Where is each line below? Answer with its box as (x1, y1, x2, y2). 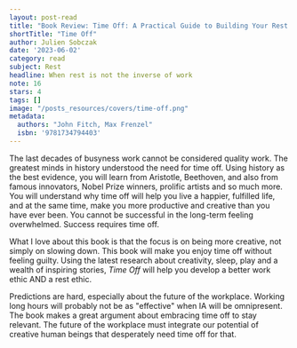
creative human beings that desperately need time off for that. (9, 328, 237, 339)
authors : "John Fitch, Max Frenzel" (17, 121, 153, 130)
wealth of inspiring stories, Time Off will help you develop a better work (9, 264, 271, 275)
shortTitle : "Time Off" (9, 29, 98, 38)
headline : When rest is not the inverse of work (9, 71, 193, 80)
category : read (9, 54, 66, 63)
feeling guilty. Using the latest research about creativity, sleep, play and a (9, 255, 278, 265)
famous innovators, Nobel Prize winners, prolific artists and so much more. (9, 181, 283, 192)
